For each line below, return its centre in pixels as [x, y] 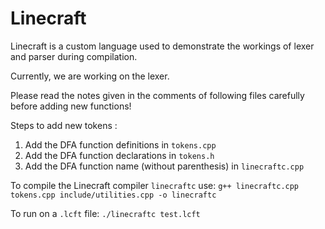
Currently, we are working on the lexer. [90, 76]
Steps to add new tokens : [64, 125]
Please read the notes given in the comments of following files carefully [157, 95]
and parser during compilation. [74, 56]
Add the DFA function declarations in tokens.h [119, 155]
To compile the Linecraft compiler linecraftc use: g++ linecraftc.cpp [155, 185]
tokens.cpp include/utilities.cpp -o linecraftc [113, 195]
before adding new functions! [71, 106]
